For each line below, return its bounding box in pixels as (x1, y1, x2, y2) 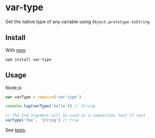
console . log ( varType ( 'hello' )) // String (5, 104, 95, 109)
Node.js (5, 84, 22, 91)
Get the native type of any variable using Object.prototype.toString (5, 18, 150, 25)
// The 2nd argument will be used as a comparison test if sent (5, 113, 146, 118)
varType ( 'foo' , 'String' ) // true (5, 117, 80, 123)
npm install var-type (5, 57, 52, 62)
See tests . (5, 127, 27, 133)
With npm (5, 47, 26, 53)
